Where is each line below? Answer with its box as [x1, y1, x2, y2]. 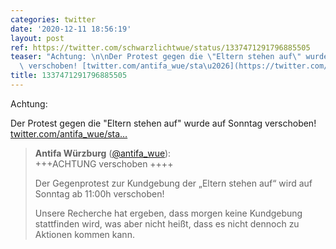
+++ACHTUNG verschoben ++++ [34, 157, 174, 170]
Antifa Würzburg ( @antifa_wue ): [34, 147, 172, 159]
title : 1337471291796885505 [10, 71, 128, 81]
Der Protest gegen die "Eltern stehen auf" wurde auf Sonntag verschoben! [10, 117, 317, 129]
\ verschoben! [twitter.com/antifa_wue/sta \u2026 [19, 61, 230, 71]
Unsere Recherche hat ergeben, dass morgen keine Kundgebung [34, 207, 303, 219]
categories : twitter [10, 14, 97, 25]
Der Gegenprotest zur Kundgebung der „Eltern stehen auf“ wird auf [34, 177, 313, 189]
